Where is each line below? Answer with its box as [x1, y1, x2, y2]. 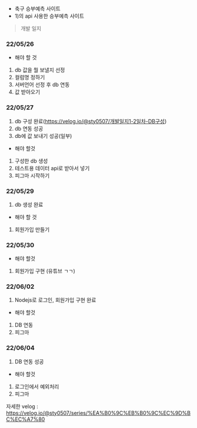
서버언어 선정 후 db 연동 [14, 81, 70, 88]
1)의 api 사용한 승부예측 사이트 [14, 12, 84, 19]
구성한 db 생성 [14, 157, 48, 164]
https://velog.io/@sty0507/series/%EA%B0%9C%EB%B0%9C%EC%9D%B [6, 409, 191, 416]
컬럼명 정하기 [14, 74, 45, 81]
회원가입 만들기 [14, 225, 50, 233]
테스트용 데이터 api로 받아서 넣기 [14, 164, 90, 171]
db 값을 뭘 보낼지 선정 [14, 66, 65, 73]
